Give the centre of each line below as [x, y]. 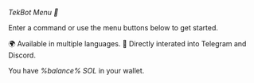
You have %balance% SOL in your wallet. [76, 71]
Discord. [22, 55]
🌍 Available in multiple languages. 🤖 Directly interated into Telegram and [127, 43]
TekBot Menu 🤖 [33, 12]
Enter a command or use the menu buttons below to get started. [113, 28]
